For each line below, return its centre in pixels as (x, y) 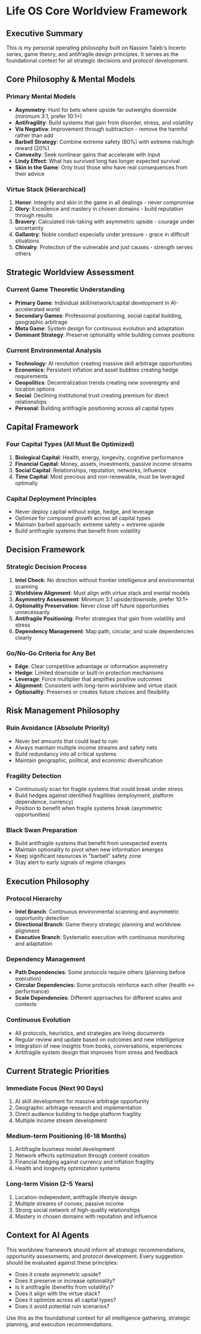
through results (34, 215)
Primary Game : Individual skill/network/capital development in (92, 303)
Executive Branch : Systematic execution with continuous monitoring (100, 937)
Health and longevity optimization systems (67, 1168)
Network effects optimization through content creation (82, 1156)
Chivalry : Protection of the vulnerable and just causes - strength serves (104, 247)
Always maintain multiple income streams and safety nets (86, 747)
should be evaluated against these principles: (62, 1262)
